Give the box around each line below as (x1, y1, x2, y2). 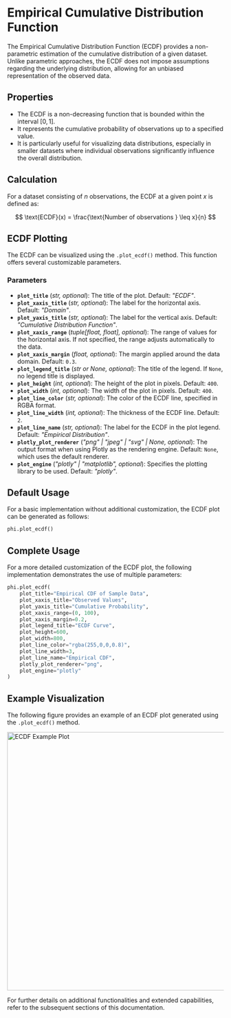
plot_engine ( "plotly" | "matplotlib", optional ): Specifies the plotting (16, 460, 208, 468)
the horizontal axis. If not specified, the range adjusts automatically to (16, 335, 215, 343)
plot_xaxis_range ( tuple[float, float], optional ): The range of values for (16, 327, 217, 336)
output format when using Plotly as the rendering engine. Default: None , (16, 445, 219, 453)
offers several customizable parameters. (7, 258, 122, 267)
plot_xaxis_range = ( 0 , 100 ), (19, 609, 100, 616)
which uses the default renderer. (16, 452, 110, 460)
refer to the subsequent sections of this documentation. (7, 1004, 165, 1012)
